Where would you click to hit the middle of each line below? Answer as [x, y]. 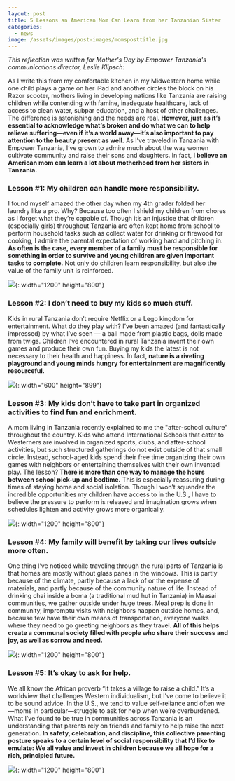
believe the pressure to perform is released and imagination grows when [112, 502]
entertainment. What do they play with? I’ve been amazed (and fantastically [117, 326]
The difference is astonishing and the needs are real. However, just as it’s [114, 118]
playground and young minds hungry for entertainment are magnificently [117, 363]
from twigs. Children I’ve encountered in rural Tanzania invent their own [111, 341]
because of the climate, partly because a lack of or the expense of [104, 581]
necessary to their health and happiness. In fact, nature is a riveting [106, 355]
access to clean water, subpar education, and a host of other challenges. [113, 111]
